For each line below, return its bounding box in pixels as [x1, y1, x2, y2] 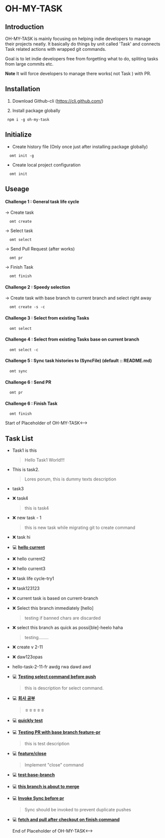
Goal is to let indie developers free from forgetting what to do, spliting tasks [5, 56, 159, 62]
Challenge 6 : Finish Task [5, 400, 58, 406]
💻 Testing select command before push [12, 674, 96, 679]
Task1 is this [12, 447, 37, 453]
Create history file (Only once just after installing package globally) [12, 144, 148, 150]
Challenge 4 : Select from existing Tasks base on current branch [5, 336, 139, 342]
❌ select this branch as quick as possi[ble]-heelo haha [12, 625, 123, 631]
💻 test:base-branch [12, 772, 55, 778]
